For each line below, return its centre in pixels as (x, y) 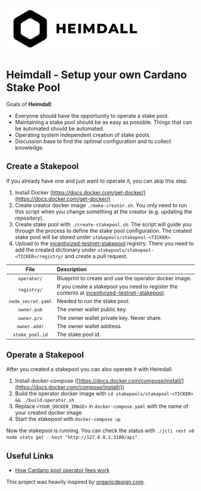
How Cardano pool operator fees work (62, 470)
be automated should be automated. (60, 128)
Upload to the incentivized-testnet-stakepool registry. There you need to (104, 243)
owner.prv (31, 318)
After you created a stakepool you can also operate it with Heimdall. (90, 369)
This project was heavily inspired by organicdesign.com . (76, 482)
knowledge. (29, 147)
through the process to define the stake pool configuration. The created (103, 231)
